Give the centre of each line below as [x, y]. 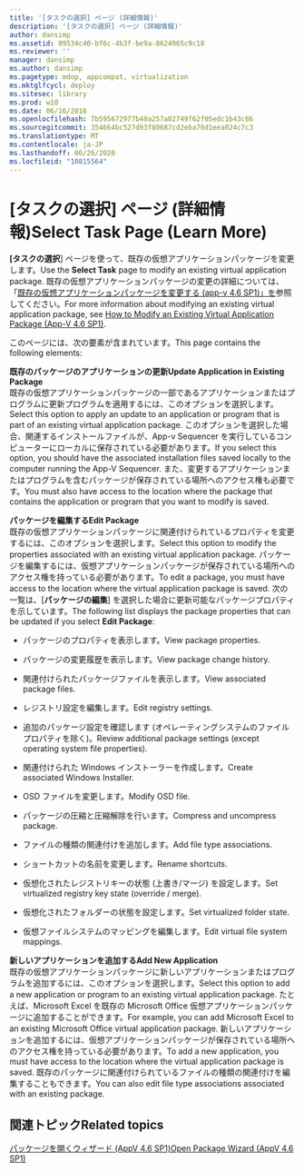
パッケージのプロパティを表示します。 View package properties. [142, 641]
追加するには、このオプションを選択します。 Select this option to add [162, 983]
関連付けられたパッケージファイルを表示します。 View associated [144, 679]
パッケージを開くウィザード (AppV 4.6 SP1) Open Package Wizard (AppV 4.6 [152, 1148]
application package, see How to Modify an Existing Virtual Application [142, 314]
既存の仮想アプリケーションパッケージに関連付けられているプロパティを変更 [152, 531]
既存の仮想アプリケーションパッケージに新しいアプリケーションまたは [141, 972]
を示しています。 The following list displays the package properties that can [150, 611]
